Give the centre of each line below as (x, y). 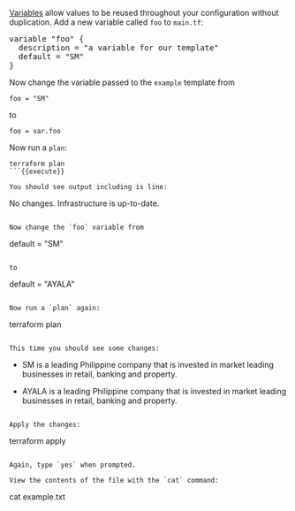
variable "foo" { (46, 39)
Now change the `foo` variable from (76, 227)
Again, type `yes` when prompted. (73, 465)
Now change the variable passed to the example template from (122, 82)
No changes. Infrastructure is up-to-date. (84, 203)
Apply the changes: (45, 424)
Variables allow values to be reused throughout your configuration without (144, 13)
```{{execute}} (37, 172)
